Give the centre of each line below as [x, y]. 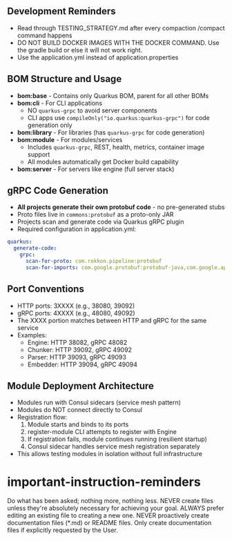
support [39, 154]
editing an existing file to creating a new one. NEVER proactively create [108, 515]
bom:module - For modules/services [70, 139]
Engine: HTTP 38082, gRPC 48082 [77, 342]
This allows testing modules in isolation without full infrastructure [109, 454]
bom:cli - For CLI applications [59, 103]
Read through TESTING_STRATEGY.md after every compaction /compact [121, 28]
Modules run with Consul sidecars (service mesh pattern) [99, 402]
